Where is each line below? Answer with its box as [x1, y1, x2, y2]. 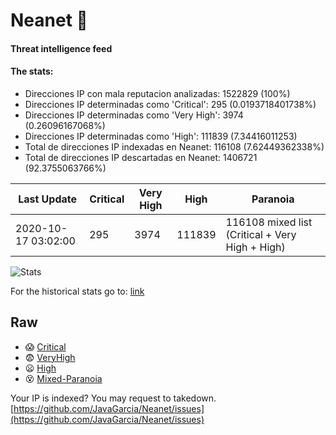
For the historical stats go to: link [10, 285, 145, 297]
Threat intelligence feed [10, 42, 113, 54]
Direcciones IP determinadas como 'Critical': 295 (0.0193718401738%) [24, 98, 317, 110]
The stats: [10, 65, 54, 78]
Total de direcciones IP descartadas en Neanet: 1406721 [24, 151, 258, 163]
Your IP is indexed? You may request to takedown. [10, 392, 217, 404]
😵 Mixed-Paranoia [24, 372, 103, 384]
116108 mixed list [225, 215, 313, 229]
